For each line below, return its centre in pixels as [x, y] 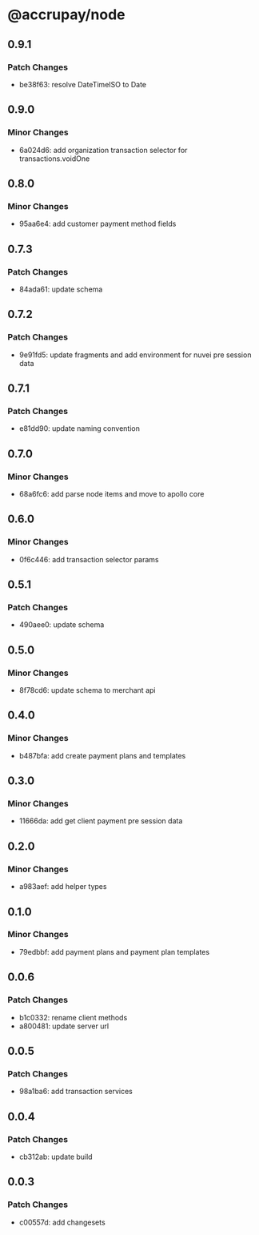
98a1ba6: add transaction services [76, 1092]
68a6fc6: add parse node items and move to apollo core [112, 494]
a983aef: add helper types [63, 887]
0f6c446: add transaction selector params [89, 559]
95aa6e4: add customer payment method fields [98, 224]
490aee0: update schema [62, 625]
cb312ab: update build [56, 1157]
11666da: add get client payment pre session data [101, 821]
